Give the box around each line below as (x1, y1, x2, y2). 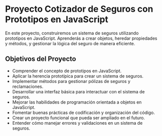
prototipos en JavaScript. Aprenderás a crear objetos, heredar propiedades (5, 35, 158, 41)
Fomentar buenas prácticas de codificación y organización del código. (12, 109, 155, 115)
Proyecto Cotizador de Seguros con (5, 3, 154, 15)
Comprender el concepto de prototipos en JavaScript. (12, 68, 122, 74)
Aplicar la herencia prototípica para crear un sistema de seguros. (12, 73, 144, 79)
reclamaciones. (12, 83, 44, 89)
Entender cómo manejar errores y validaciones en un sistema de (12, 120, 143, 126)
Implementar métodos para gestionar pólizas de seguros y (12, 78, 131, 84)
